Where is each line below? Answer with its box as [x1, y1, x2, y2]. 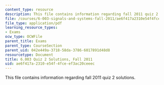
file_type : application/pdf [5, 20, 62, 26]
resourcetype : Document [5, 52, 54, 57]
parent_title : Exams [5, 39, 47, 44]
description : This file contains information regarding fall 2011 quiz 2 [5, 12, 159, 17]
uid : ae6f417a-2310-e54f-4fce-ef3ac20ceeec [5, 61, 95, 66]
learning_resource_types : [5, 25, 58, 30]
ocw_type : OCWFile [5, 34, 42, 39]
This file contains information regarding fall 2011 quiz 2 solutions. [5, 75, 136, 81]
